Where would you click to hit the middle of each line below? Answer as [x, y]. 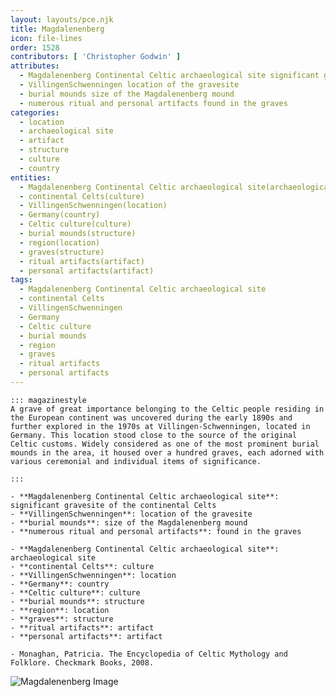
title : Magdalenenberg [57, 29]
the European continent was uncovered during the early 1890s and [151, 417]
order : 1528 [35, 47]
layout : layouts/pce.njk [62, 19]
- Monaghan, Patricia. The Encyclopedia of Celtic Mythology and [149, 654]
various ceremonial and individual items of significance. [136, 461]
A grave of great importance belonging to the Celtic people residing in [167, 409]
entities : [31, 177]
